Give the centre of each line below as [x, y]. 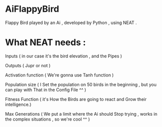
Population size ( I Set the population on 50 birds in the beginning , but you [81, 84]
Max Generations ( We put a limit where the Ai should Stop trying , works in [81, 114]
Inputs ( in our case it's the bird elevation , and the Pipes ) [64, 56]
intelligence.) [18, 104]
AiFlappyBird [32, 9]
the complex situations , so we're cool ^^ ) [48, 119]
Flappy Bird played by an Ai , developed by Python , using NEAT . [71, 23]
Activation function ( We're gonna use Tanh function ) [60, 75]
